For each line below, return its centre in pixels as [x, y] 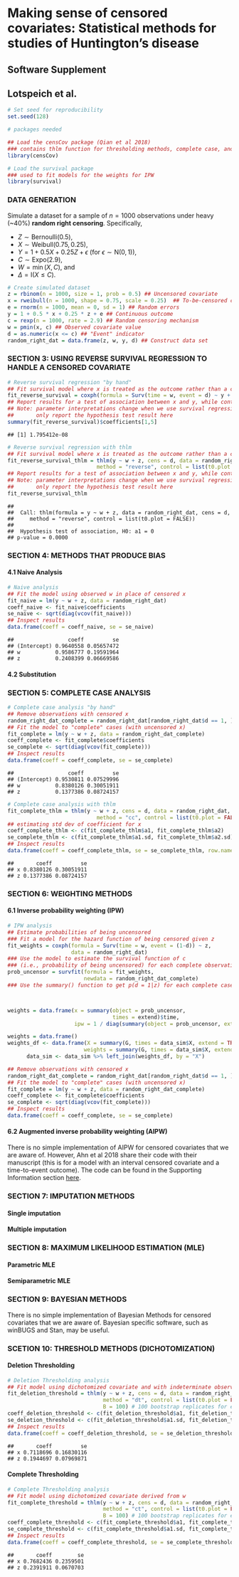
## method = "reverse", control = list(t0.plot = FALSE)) [101, 519]
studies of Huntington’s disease [103, 43]
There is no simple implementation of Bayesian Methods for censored [109, 1315]
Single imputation [34, 1213]
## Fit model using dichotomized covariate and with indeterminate [110, 1387]
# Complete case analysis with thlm [62, 804]
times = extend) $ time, [146, 1017]
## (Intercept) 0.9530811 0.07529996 [63, 779]
